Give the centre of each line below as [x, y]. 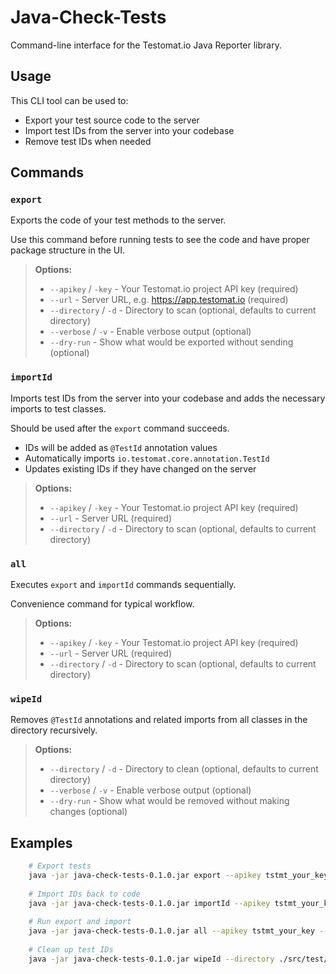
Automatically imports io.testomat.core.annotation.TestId [147, 458]
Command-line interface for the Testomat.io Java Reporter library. [146, 45]
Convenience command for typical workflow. [102, 604]
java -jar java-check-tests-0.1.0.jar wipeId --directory [151, 959]
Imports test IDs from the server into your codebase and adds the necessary [168, 398]
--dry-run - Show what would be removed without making [169, 801]
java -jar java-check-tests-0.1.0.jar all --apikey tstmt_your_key [171, 931]
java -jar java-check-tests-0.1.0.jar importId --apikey [149, 903]
